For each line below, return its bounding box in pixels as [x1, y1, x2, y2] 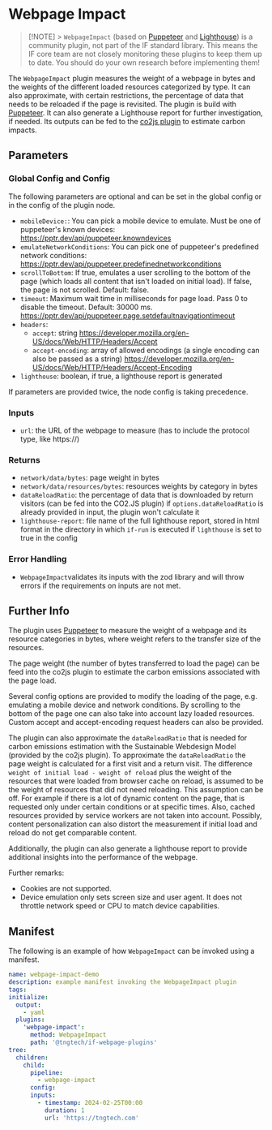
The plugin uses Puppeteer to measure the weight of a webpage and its [8, 626, 247, 636]
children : [15, 1053, 49, 1062]
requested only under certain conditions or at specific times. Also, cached [8, 802, 256, 812]
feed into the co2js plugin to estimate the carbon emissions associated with [8, 667, 261, 677]
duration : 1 [44, 1106, 85, 1115]
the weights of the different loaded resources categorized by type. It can [8, 82, 251, 92]
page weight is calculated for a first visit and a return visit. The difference [8, 759, 253, 769]
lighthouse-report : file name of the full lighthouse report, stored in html [19, 516, 260, 526]
